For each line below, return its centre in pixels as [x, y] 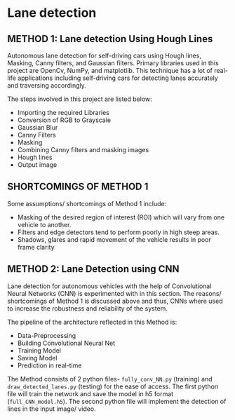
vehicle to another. [44, 224]
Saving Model [37, 358]
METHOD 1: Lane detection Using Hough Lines [110, 39]
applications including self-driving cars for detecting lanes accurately [118, 78]
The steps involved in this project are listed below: [80, 99]
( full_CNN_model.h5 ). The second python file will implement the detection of [117, 401]
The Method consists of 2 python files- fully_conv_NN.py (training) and [110, 379]
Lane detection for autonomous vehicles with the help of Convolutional [109, 286]
